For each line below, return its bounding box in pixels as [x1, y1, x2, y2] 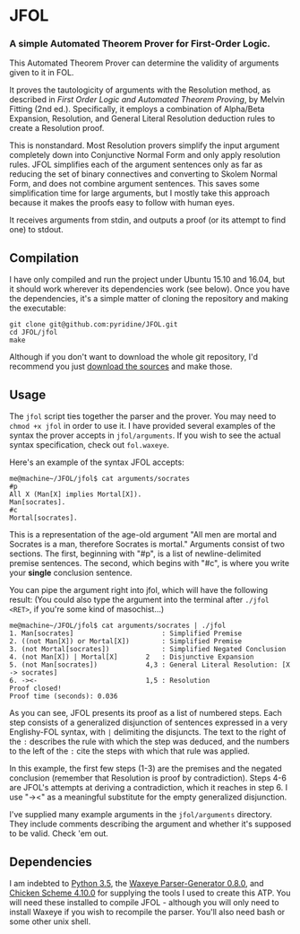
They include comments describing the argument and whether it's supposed [9, 818, 292, 830]
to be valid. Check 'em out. [9, 828, 109, 839]
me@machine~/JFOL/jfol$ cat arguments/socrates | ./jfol [9, 621, 227, 631]
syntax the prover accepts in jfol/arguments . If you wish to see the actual [9, 430, 281, 441]
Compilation [9, 250, 79, 266]
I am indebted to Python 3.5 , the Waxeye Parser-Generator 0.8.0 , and [9, 877, 264, 888]
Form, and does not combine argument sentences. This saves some [9, 179, 260, 189]
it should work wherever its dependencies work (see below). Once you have [9, 284, 290, 294]
